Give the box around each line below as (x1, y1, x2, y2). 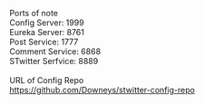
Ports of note (9, 8, 59, 18)
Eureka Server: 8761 (9, 27, 84, 37)
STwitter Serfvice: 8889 (9, 56, 99, 66)
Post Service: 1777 (9, 36, 79, 47)
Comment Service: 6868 (9, 46, 102, 57)
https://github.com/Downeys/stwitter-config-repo (9, 85, 195, 95)
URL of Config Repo (9, 75, 84, 85)
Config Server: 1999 (9, 17, 84, 28)
